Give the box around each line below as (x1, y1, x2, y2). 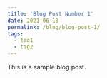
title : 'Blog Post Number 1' (7, 10, 94, 18)
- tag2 (14, 43, 34, 50)
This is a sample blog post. (7, 63, 86, 71)
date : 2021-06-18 (7, 17, 59, 24)
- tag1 (14, 37, 34, 44)
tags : (7, 30, 24, 38)
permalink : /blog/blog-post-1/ (7, 23, 101, 30)
